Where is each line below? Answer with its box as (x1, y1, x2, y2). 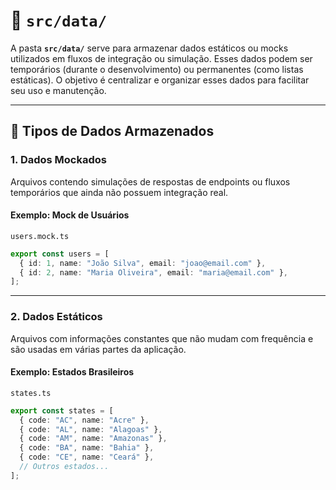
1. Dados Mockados (10, 153, 107, 167)
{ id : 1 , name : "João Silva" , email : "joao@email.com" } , (19, 258, 267, 268)
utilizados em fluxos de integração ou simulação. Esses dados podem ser (10, 52, 313, 64)
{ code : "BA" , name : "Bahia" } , (19, 443, 155, 453)
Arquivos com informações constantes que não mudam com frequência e (10, 332, 314, 344)
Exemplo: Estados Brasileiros (10, 366, 135, 378)
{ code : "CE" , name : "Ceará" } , (19, 452, 155, 463)
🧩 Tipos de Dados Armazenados (10, 123, 215, 140)
